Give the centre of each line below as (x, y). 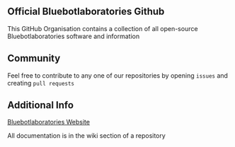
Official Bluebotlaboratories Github (86, 12)
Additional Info (41, 105)
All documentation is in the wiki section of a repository (87, 136)
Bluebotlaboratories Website (49, 122)
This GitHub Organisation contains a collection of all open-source (103, 28)
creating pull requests (41, 83)
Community (34, 58)
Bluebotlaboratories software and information (74, 36)
